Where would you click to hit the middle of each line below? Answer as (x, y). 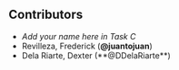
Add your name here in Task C (79, 36)
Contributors (46, 15)
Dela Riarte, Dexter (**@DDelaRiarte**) (96, 55)
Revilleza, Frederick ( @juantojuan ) (87, 46)
